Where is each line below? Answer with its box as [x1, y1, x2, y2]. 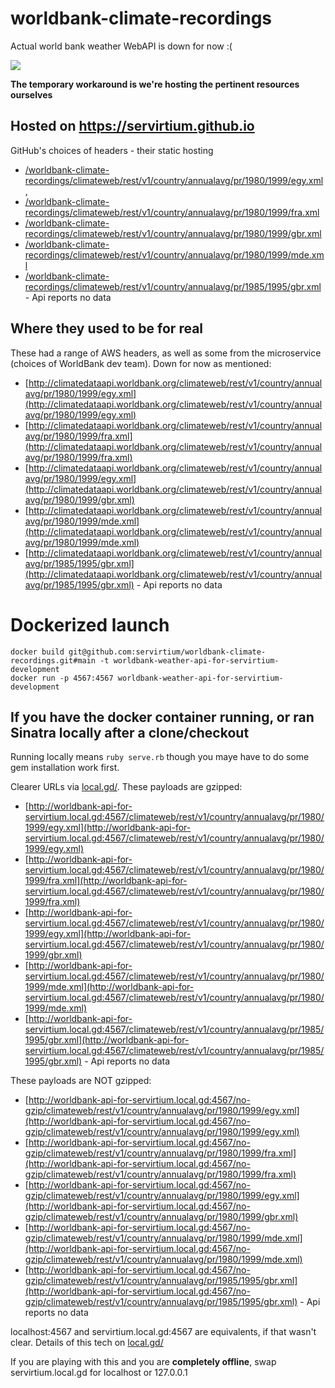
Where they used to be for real [10, 320, 204, 337]
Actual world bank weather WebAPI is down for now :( [10, 40, 233, 52]
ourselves [10, 88, 53, 101]
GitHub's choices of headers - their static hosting [10, 144, 214, 156]
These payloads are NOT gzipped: [10, 1075, 152, 1087]
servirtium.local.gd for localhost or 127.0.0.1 [10, 1367, 188, 1379]
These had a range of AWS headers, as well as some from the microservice [10, 347, 322, 359]
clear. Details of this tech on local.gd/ [10, 1337, 164, 1349]
